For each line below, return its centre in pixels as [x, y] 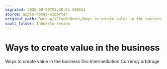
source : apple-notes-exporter [37, 14]
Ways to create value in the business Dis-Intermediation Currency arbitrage [83, 62]
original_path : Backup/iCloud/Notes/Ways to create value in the [74, 19]
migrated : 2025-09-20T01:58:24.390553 [45, 10]
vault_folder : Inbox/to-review [38, 23]
